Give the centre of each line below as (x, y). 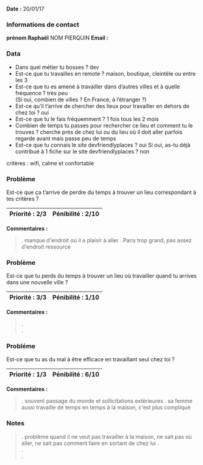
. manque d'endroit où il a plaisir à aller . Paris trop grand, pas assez (106, 240)
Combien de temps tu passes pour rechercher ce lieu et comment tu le (104, 125)
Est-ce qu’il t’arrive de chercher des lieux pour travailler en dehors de (102, 106)
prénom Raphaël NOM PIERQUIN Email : (57, 38)
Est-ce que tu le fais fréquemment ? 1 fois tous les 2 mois (87, 119)
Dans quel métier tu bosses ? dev (57, 67)
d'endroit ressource (46, 247)
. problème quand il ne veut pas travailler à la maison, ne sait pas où (106, 436)
